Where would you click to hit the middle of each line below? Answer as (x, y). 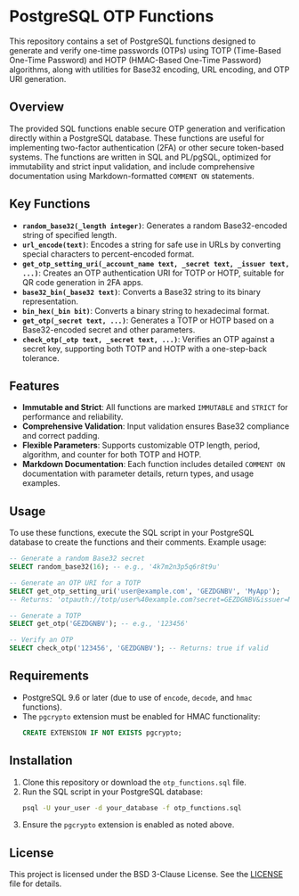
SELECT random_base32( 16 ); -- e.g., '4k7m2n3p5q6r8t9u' (115, 567)
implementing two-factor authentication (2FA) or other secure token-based (147, 147)
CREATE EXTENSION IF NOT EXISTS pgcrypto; (102, 733)
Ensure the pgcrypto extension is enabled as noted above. (128, 825)
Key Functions (50, 204)
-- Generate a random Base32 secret (77, 559)
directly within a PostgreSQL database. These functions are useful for (137, 138)
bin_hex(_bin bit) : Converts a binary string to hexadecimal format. (145, 310)
